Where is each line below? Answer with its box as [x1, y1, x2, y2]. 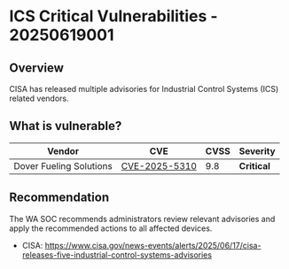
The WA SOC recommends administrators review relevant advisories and [9, 213, 276, 224]
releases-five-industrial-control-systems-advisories [21, 250, 213, 260]
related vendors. [9, 93, 69, 104]
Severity [238, 144, 277, 157]
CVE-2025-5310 [121, 159, 198, 172]
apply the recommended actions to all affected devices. [9, 223, 213, 234]
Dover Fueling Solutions [13, 159, 113, 172]
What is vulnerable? [9, 119, 122, 134]
